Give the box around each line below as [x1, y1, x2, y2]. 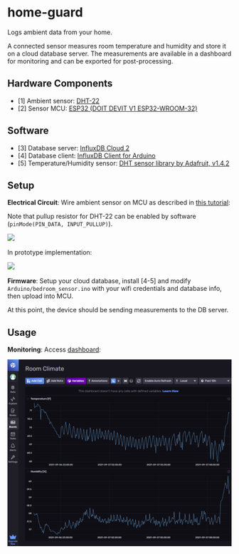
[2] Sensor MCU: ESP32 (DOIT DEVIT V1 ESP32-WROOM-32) [17, 104, 198, 113]
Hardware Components [7, 78, 113, 90]
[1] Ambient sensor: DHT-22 [17, 96, 100, 105]
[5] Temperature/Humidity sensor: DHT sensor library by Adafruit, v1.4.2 [17, 158, 230, 168]
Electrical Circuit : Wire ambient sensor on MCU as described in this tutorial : [7, 198, 230, 207]
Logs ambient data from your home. [7, 28, 112, 36]
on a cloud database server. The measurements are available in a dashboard [7, 49, 232, 58]
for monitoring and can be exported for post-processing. [7, 56, 174, 65]
